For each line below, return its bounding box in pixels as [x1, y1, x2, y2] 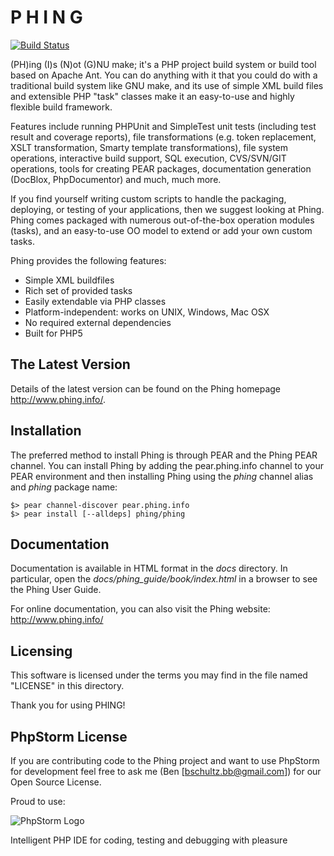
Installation [10, 422, 82, 440]
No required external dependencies [24, 316, 172, 328]
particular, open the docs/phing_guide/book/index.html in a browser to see [10, 573, 318, 585]
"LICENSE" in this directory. [10, 680, 125, 692]
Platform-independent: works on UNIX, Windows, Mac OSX [24, 306, 270, 318]
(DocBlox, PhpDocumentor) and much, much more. [10, 173, 222, 185]
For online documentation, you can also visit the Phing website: [10, 603, 271, 615]
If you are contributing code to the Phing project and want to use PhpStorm [10, 755, 320, 766]
